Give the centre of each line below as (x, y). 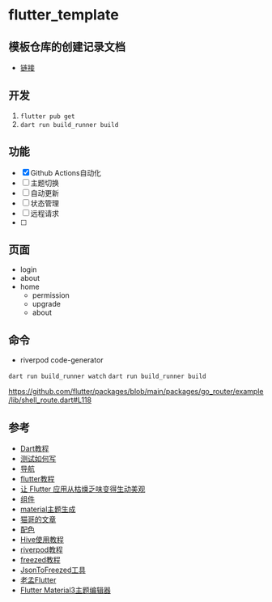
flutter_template (64, 15)
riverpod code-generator (62, 360)
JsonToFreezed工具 (53, 570)
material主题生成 (48, 509)
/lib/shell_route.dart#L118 (50, 400)
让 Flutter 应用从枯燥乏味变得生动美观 (83, 489)
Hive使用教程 (42, 540)
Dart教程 (34, 449)
